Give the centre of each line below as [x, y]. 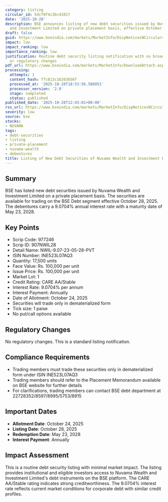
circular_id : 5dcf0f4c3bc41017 [38, 14]
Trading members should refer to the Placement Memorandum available [86, 380]
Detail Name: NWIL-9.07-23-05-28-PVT [53, 250]
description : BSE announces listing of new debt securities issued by [80, 24]
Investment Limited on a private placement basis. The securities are [75, 196]
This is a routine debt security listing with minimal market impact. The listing [83, 467]
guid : [11, 38]
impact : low [17, 42]
